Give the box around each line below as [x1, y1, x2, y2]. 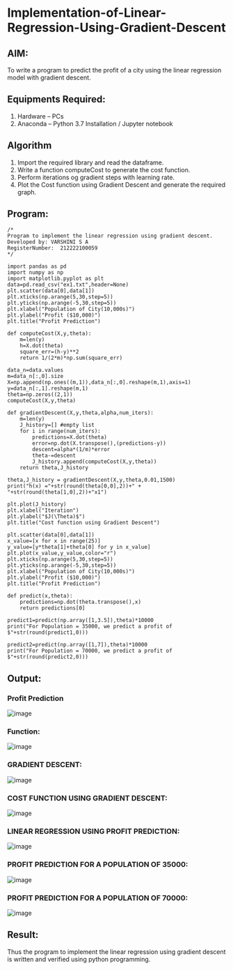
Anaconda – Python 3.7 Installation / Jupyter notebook [17, 119, 173, 128]
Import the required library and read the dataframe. [17, 158, 164, 167]
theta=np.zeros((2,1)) [7, 391, 73, 398]
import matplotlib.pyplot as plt [7, 275, 104, 282]
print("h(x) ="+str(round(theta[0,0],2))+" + [7, 483, 141, 490]
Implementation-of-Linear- [7, 5, 167, 21]
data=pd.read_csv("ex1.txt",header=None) [7, 281, 129, 289]
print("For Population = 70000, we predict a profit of [7, 647, 172, 655]
